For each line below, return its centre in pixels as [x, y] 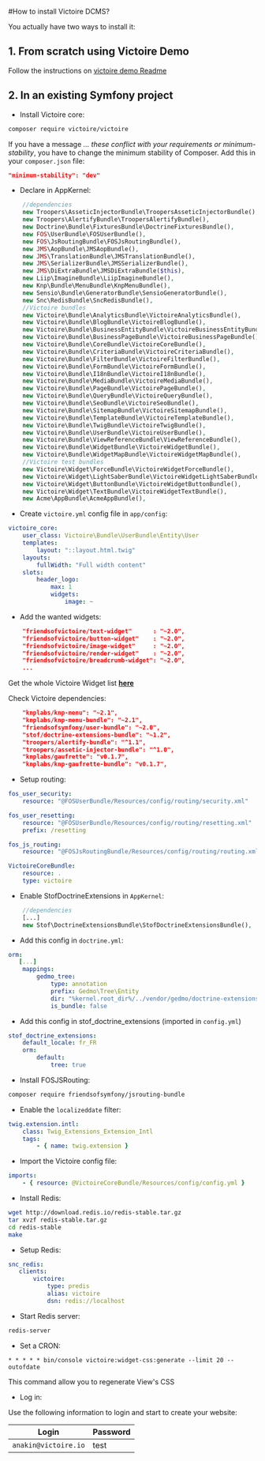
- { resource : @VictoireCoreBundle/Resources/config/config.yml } [134, 1183]
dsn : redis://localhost [86, 1301]
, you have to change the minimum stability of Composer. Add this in [145, 153]
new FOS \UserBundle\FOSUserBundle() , [84, 234]
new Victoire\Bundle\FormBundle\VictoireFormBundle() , [114, 367]
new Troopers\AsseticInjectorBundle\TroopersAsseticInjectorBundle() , [141, 213]
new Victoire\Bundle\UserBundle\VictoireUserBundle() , [114, 433]
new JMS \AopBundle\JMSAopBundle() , [81, 249]
